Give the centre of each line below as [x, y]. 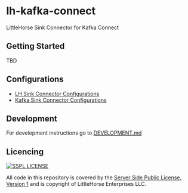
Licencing [25, 152]
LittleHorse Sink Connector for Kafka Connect [63, 27]
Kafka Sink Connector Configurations [61, 100]
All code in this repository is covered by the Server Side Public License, [94, 178]
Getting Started [36, 46]
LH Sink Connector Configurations [57, 94]
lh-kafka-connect [51, 11]
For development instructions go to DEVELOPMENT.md [74, 133]
